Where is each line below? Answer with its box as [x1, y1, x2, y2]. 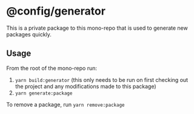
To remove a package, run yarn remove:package [6, 101, 125, 108]
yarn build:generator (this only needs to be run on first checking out [15, 76, 189, 83]
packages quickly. [6, 30, 52, 38]
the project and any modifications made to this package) [15, 82, 156, 90]
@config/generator [6, 4, 106, 18]
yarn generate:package [15, 90, 73, 96]
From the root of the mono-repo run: [6, 64, 97, 72]
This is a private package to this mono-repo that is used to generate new [6, 24, 188, 32]
